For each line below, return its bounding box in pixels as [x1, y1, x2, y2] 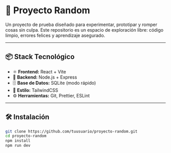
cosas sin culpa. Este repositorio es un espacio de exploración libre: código [5, 27, 164, 33]
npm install [5, 138, 31, 143]
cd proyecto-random [5, 134, 47, 139]
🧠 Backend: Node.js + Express [12, 74, 77, 80]
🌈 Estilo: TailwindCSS [12, 87, 59, 93]
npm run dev [5, 143, 31, 148]
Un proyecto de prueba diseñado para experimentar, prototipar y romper [5, 21, 158, 28]
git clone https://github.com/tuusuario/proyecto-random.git [5, 129, 138, 134]
